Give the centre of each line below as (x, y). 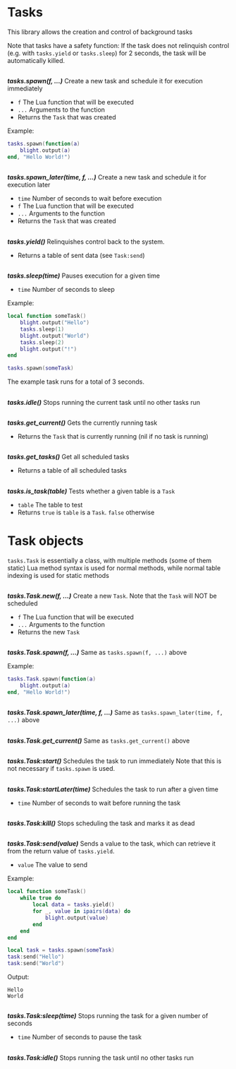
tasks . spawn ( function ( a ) (44, 144)
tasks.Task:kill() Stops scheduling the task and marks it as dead (101, 823)
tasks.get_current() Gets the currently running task (82, 423)
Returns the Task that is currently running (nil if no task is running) (113, 436)
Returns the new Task (48, 632)
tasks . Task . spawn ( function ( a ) (52, 679)
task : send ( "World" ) (36, 964)
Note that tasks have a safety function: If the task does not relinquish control (118, 45)
